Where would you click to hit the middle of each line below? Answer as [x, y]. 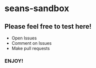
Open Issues [24, 38]
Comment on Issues [32, 43]
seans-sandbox [37, 8]
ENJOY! [14, 61]
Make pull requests [31, 48]
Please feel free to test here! [48, 26]
